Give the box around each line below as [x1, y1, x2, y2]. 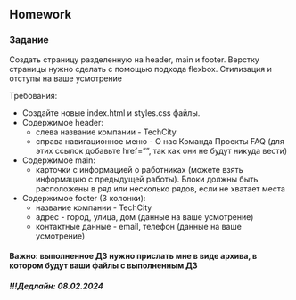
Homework [9, 7, 72, 22]
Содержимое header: [21, 117, 104, 127]
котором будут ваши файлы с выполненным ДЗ [9, 260, 198, 271]
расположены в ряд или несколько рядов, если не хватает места [35, 182, 285, 194]
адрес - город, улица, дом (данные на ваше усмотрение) [35, 211, 254, 222]
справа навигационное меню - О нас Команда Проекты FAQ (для [35, 135, 285, 146]
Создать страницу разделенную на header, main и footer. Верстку [9, 53, 260, 65]
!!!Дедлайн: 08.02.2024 [9, 280, 104, 291]
